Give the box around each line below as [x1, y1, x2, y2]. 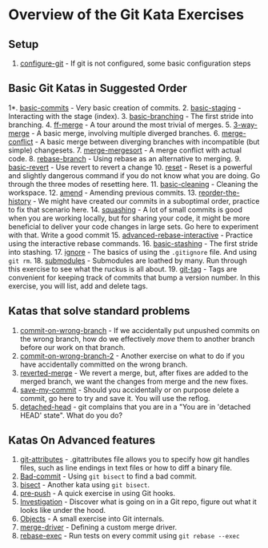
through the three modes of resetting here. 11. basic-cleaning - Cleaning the [8, 179, 258, 189]
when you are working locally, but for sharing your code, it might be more [8, 213, 250, 223]
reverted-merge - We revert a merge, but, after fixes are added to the [19, 367, 249, 377]
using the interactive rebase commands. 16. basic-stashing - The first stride [8, 238, 258, 248]
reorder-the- [198, 188, 240, 197]
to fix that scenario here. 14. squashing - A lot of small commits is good [8, 205, 242, 214]
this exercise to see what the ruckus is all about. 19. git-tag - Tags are [8, 264, 238, 273]
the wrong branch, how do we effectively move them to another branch [19, 334, 255, 343]
